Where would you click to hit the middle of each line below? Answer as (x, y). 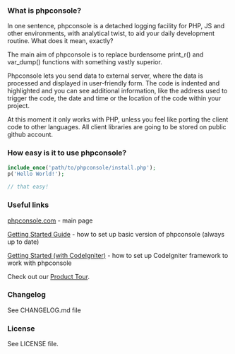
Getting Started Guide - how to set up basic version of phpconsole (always (116, 234)
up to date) (23, 242)
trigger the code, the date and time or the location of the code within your (114, 98)
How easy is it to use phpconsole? (67, 153)
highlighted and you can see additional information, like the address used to (117, 91)
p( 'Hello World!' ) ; (36, 174)
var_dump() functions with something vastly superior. (85, 62)
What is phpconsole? (44, 11)
